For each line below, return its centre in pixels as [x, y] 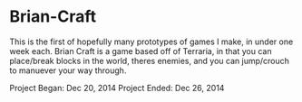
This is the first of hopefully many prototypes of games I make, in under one [151, 42]
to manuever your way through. [68, 70]
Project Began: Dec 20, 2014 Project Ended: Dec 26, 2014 [117, 88]
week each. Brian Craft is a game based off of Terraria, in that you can [141, 51]
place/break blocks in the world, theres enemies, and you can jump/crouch [150, 60]
